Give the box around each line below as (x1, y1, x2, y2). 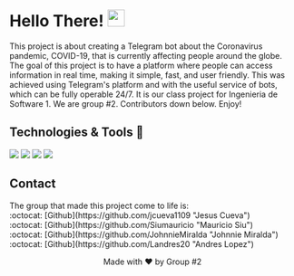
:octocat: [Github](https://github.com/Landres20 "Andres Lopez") (9, 238, 254, 249)
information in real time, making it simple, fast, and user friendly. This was (9, 69, 286, 81)
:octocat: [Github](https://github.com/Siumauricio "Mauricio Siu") (9, 219, 254, 230)
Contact (9, 176, 56, 192)
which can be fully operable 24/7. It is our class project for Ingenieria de (9, 89, 279, 100)
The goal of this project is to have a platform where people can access (9, 60, 273, 71)
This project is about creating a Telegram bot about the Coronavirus (9, 41, 263, 52)
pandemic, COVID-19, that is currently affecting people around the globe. (9, 50, 283, 61)
